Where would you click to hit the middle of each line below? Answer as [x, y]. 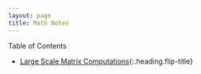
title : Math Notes [39, 23]
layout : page [30, 16]
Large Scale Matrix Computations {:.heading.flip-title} [106, 61]
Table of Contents [38, 45]
